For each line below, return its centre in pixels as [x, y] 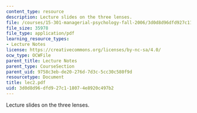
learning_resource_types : [38, 39]
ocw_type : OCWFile [28, 55]
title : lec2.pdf [26, 83]
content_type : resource [35, 11]
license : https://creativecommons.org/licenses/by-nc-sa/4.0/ [84, 50]
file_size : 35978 [27, 28]
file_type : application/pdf [40, 34]
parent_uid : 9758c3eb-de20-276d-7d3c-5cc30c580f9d [69, 72]
